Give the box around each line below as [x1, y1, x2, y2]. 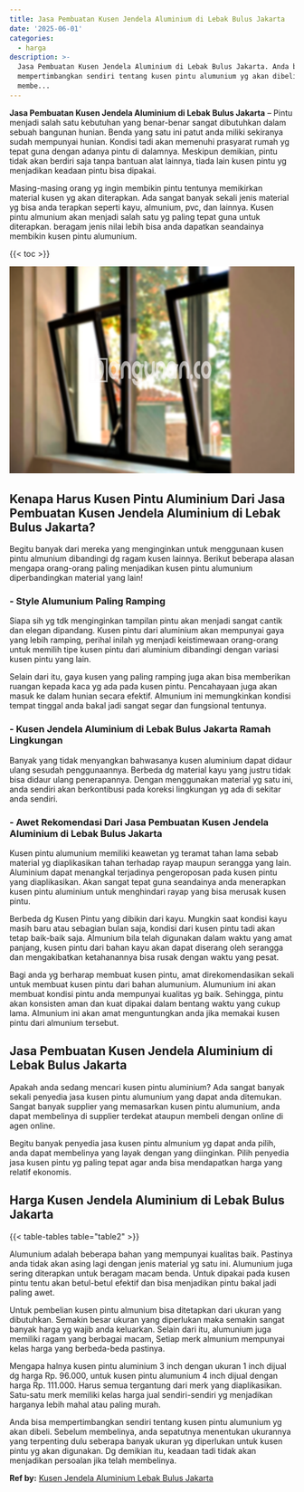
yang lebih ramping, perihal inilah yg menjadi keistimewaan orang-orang [9, 634, 279, 646]
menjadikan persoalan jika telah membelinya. [9, 1455, 177, 1466]
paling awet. [9, 1287, 55, 1297]
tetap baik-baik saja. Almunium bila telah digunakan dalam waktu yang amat [9, 932, 292, 943]
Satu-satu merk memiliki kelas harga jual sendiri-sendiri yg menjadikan [9, 1389, 273, 1400]
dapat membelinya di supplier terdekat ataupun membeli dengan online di [9, 1110, 283, 1121]
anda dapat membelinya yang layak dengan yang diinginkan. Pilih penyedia [9, 1147, 290, 1158]
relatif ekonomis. [9, 1166, 72, 1177]
